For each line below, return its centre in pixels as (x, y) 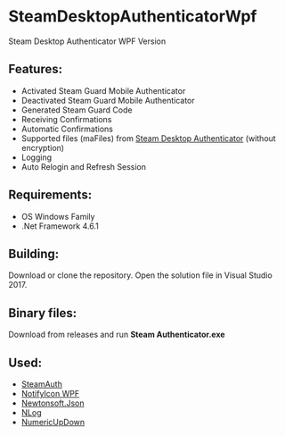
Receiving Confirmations (66, 119)
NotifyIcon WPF (50, 394)
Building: (34, 253)
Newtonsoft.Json (53, 403)
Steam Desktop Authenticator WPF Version (87, 41)
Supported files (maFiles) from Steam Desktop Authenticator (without (149, 138)
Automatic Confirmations (67, 129)
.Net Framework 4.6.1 (60, 226)
